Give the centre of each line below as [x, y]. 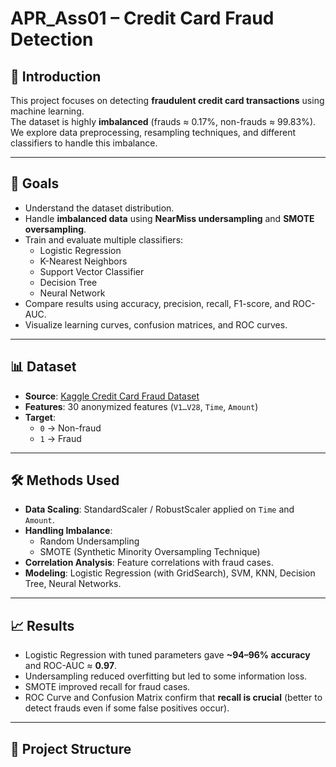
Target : [40, 417]
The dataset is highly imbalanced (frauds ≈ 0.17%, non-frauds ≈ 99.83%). [163, 121]
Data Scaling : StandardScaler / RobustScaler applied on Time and [159, 509]
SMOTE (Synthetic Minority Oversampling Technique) [150, 552]
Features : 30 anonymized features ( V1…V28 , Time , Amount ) [141, 406]
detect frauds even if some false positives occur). [127, 708]
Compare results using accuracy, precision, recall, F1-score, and [157, 303]
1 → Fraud [60, 438]
